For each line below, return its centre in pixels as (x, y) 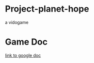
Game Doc (26, 42)
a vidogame (17, 22)
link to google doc (23, 55)
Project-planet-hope (47, 9)
